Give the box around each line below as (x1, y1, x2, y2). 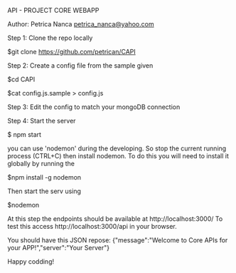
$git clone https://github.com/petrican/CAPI (7, 48, 136, 56)
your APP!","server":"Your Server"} (7, 244, 110, 252)
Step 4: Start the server (7, 117, 76, 125)
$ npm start (7, 130, 41, 138)
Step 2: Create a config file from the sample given (7, 61, 154, 70)
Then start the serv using (7, 187, 82, 195)
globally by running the (7, 160, 75, 168)
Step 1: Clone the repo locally (7, 34, 93, 42)
